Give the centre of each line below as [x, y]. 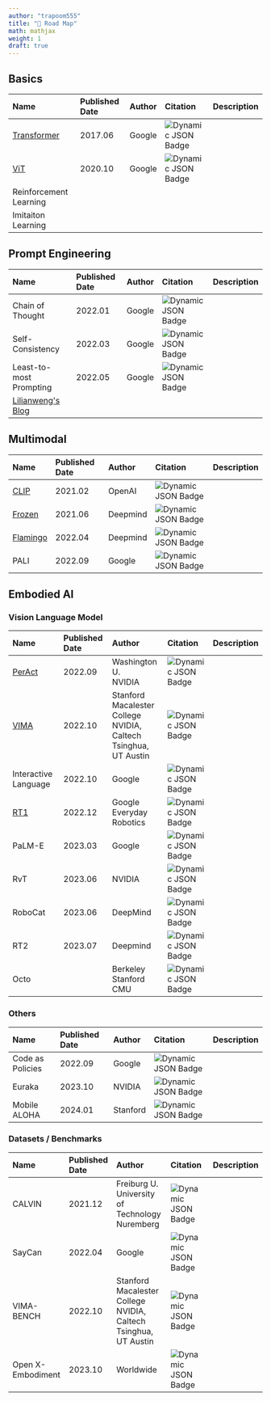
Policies [27, 1068]
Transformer [36, 135]
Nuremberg [138, 1224]
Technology [139, 1213]
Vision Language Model [56, 617]
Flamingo [30, 537]
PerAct [25, 672]
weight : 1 [25, 38]
